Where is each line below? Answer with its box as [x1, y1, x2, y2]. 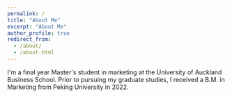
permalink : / [7, 10, 45, 17]
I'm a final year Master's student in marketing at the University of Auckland [7, 67, 222, 76]
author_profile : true [7, 29, 70, 37]
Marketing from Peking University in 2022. [7, 83, 129, 91]
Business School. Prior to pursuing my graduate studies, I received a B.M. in [7, 75, 225, 83]
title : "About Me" [7, 17, 61, 24]
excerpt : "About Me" [7, 23, 68, 30]
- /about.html [13, 49, 54, 56]
